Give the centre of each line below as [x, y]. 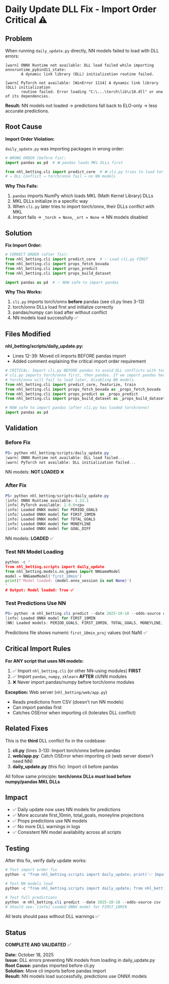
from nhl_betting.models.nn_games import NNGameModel [63, 571]
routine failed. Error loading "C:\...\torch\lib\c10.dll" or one [92, 92]
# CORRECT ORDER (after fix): [37, 255]
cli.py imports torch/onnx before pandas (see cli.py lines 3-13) [78, 302]
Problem [19, 39]
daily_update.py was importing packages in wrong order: [65, 149]
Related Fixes [27, 729]
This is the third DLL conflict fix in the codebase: [56, 740]
